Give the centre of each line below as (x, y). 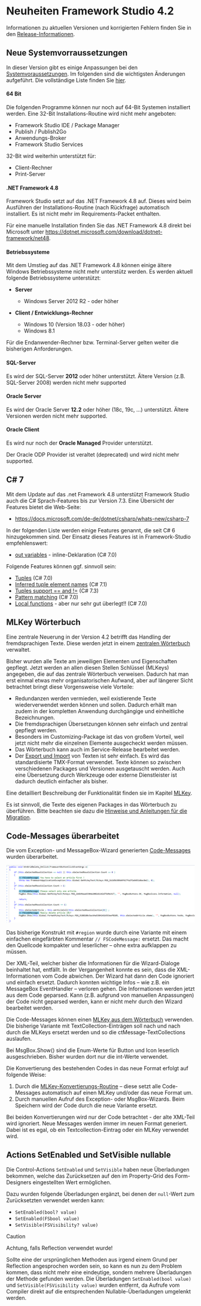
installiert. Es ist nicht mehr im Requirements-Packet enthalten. (83, 214)
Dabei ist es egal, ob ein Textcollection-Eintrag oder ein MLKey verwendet (98, 1130)
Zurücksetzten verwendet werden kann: (55, 1200)
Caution (16, 1236)
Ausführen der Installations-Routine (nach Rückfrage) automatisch (88, 208)
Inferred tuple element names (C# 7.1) (61, 584)
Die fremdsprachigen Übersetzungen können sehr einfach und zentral (101, 724)
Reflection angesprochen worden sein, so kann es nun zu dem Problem (94, 1266)
